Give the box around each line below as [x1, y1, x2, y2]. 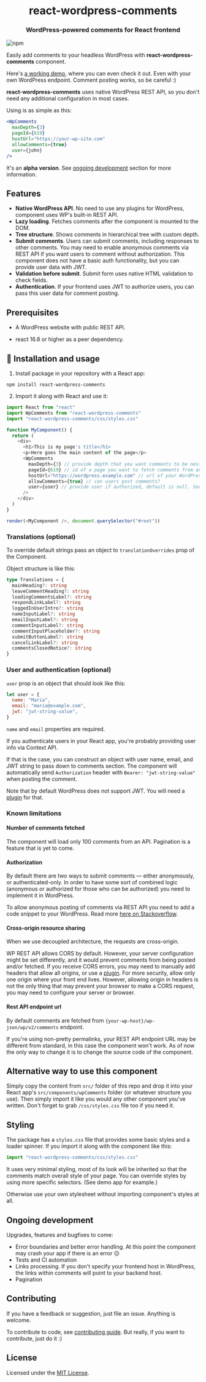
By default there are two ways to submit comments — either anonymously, [6, 872, 195, 879]
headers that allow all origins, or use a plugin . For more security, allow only [6, 969, 196, 977]
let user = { [6, 691, 40, 697]
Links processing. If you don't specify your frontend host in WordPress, [15, 1262, 196, 1270]
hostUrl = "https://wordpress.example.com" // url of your [28, 473, 177, 479]
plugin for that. [6, 793, 44, 801]
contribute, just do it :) [6, 1335, 63, 1342]
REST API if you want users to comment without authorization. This [15, 250, 185, 258]
